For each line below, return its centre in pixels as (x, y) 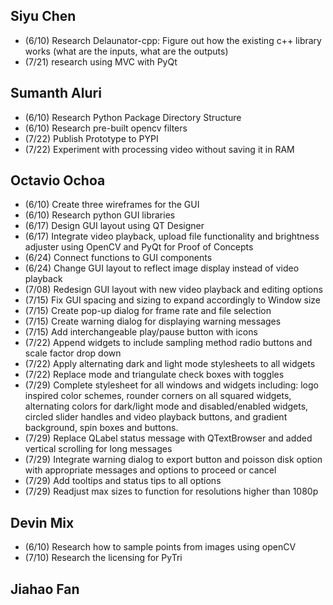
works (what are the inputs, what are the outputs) (126, 51)
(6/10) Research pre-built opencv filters (106, 128)
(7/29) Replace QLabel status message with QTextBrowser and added (168, 438)
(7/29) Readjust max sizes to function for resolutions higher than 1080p (171, 491)
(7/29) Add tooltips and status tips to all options (123, 481)
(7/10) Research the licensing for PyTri (103, 558)
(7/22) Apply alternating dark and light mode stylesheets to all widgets (170, 364)
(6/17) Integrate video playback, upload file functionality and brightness (172, 236)
